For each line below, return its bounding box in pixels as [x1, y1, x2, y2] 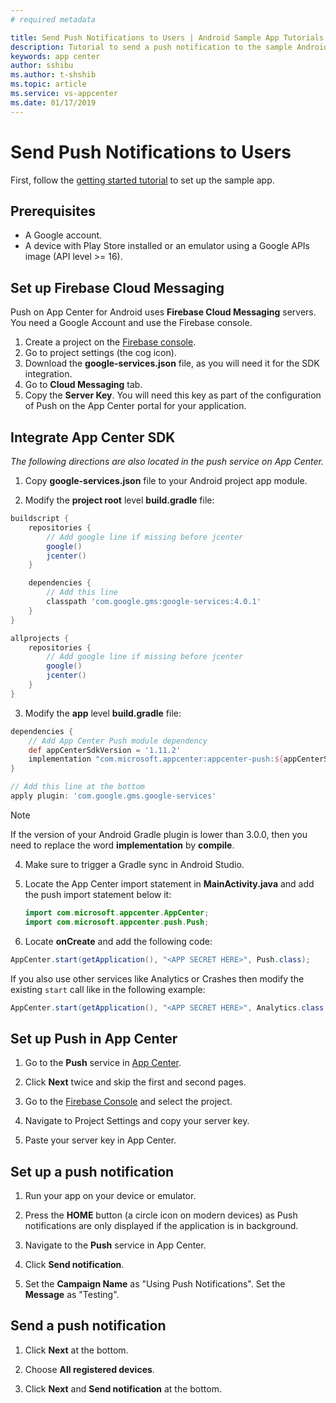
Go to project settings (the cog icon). [24, 347, 177, 359]
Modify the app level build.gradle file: [24, 707, 182, 719]
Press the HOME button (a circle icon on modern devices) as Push [24, 1209, 298, 1221]
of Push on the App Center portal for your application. [24, 400, 247, 412]
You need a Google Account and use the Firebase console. [10, 317, 253, 329]
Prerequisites [10, 202, 96, 220]
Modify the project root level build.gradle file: [24, 494, 215, 506]
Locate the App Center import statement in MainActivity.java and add [24, 877, 315, 890]
